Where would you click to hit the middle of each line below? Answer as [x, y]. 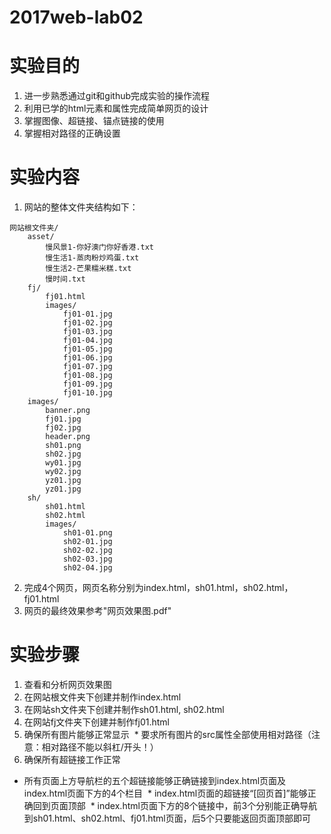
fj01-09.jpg [87, 384]
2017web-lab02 [76, 17]
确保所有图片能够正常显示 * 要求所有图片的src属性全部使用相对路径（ [167, 734]
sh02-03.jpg [87, 559]
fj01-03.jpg [87, 332]
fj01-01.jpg [87, 314]
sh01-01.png [87, 533]
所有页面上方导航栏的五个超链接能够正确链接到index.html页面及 [155, 780]
